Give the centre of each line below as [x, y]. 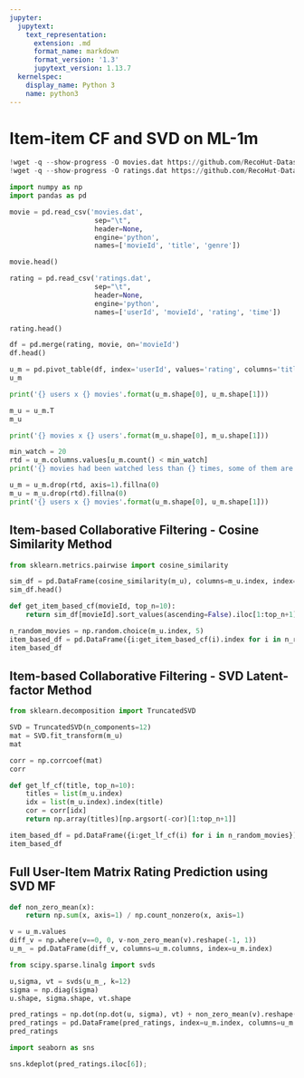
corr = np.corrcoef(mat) [56, 760]
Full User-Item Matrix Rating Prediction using [139, 872]
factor [27, 690]
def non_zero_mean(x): [52, 907]
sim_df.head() [36, 590]
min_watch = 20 [38, 452]
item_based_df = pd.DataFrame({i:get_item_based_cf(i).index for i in [145, 640]
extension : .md [62, 43]
